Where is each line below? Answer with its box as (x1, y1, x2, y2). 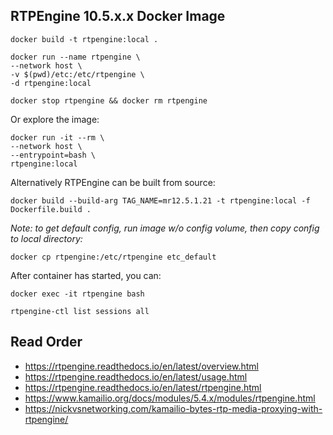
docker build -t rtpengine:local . (10, 34, 159, 44)
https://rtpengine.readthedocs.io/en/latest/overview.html (24, 360, 259, 372)
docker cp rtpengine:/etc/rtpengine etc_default (10, 252, 217, 262)
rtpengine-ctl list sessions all (10, 306, 150, 316)
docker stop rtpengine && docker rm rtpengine (10, 95, 208, 106)
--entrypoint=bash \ (10, 150, 97, 160)
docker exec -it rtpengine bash (10, 289, 145, 299)
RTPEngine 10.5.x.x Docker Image (10, 8, 226, 25)
